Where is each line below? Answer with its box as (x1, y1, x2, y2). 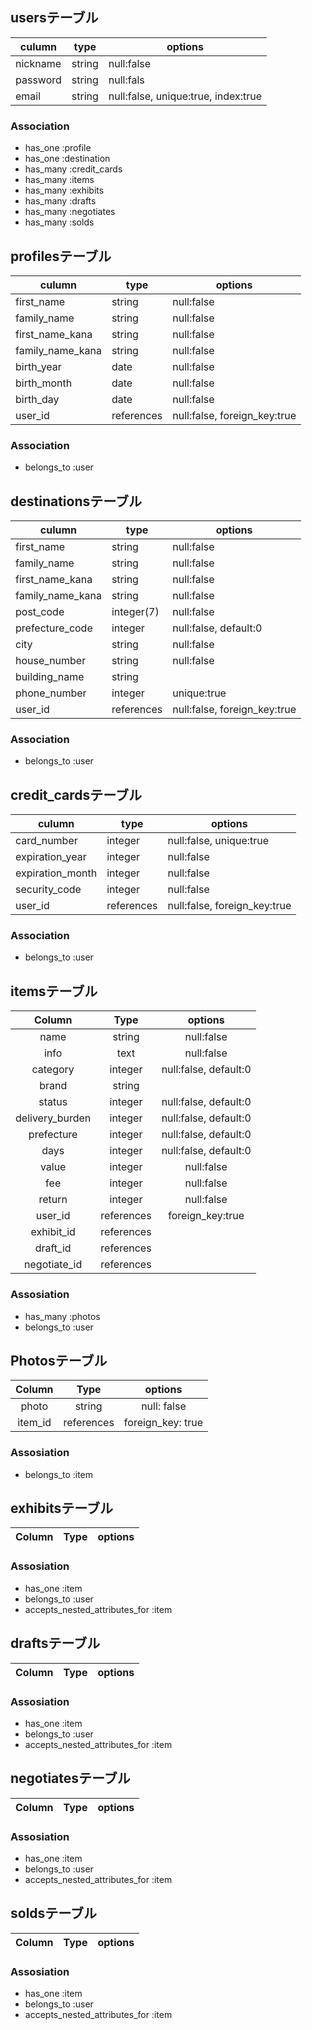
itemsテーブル (10, 983, 98, 1000)
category (31, 1063, 75, 1077)
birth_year (15, 359, 62, 373)
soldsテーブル (10, 1905, 98, 1922)
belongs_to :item (24, 1468, 94, 1480)
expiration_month (15, 866, 98, 880)
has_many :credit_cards (24, 163, 123, 175)
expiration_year (15, 850, 87, 864)
